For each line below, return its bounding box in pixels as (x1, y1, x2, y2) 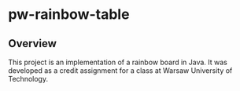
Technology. (8, 75, 49, 83)
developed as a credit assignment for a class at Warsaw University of (8, 66, 233, 75)
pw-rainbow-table (8, 5, 130, 24)
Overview (8, 37, 57, 50)
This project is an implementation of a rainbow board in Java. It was (8, 57, 228, 67)
